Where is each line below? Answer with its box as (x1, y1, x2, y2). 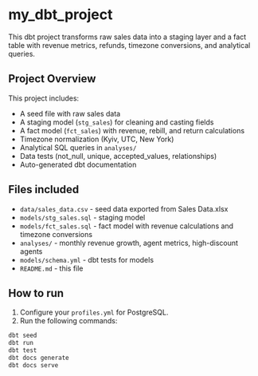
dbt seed (8, 331, 37, 340)
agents (19, 246, 43, 256)
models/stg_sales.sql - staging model (19, 212, 146, 222)
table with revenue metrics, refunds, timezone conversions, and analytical (8, 40, 251, 49)
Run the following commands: (19, 316, 118, 326)
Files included (8, 183, 80, 196)
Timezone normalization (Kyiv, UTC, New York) (19, 134, 174, 144)
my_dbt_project (8, 6, 113, 24)
